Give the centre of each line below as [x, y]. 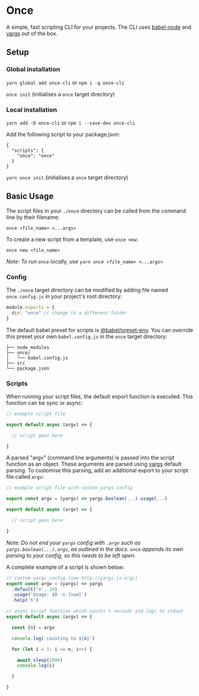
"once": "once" [36, 156]
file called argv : [25, 477]
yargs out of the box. [32, 33]
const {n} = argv [33, 628]
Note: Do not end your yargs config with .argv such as [73, 542]
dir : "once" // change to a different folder [70, 313]
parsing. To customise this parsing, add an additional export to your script [97, 470]
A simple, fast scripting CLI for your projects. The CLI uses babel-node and [99, 27]
